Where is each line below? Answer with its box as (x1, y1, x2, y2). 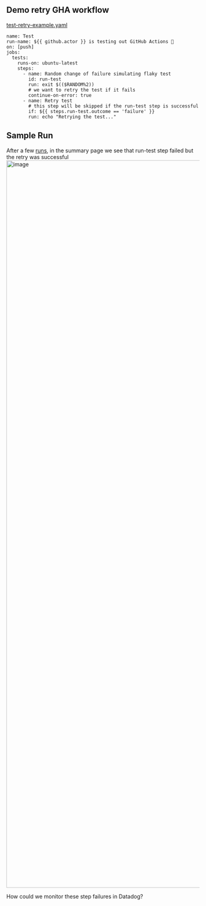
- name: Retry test (22, 98, 72, 104)
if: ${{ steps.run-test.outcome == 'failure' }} (28, 108, 155, 114)
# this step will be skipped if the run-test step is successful (28, 103, 199, 109)
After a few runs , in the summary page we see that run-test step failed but (6, 147, 194, 154)
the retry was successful (6, 153, 69, 160)
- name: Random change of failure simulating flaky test (22, 71, 172, 77)
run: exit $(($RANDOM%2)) (28, 81, 95, 88)
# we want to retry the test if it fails (28, 87, 136, 93)
